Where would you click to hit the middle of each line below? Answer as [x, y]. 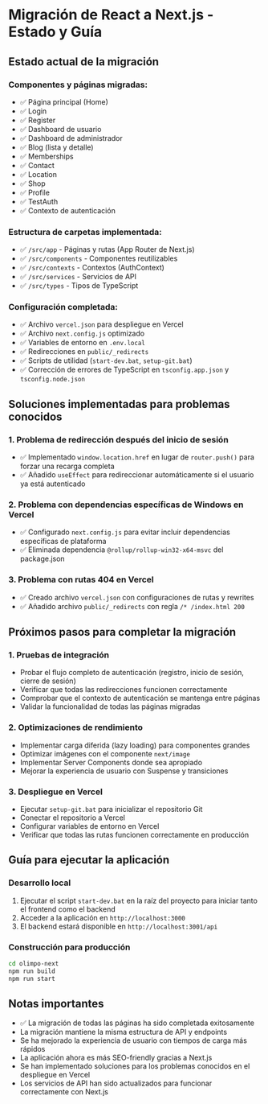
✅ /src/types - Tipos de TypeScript [79, 286]
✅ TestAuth [39, 201]
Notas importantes [56, 1004]
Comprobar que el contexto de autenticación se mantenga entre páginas [140, 698]
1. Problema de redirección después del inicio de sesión [118, 439]
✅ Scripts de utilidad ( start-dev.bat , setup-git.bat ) [106, 360]
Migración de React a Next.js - [111, 15]
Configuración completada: [63, 307]
